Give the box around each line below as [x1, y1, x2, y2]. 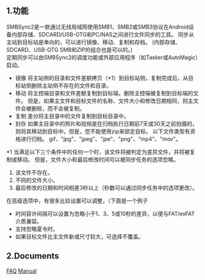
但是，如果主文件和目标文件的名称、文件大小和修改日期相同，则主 [27, 97, 193, 104]
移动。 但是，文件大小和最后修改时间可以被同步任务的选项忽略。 [16, 156, 179, 163]
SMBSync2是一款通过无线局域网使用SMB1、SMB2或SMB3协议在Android [6, 23, 189, 31]
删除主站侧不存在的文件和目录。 [31, 82, 112, 89]
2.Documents [6, 251, 59, 261]
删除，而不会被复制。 [31, 104, 85, 112]
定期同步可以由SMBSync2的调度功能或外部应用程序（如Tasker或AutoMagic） [6, 54, 198, 61]
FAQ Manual [6, 267, 37, 275]
